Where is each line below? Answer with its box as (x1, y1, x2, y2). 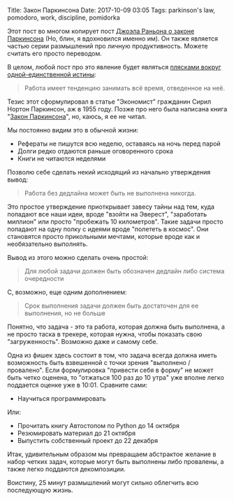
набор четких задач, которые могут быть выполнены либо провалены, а (7, 458, 224, 465)
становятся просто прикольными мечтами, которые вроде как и (7, 233, 200, 240)
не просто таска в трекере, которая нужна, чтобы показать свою (7, 330, 203, 338)
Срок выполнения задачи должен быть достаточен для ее (24, 301, 199, 310)
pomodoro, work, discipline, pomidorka (7, 13, 120, 22)
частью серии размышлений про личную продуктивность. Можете (7, 42, 208, 50)
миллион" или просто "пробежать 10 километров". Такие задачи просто (7, 217, 224, 226)
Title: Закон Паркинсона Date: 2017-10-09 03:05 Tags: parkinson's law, (7, 6, 215, 14)
